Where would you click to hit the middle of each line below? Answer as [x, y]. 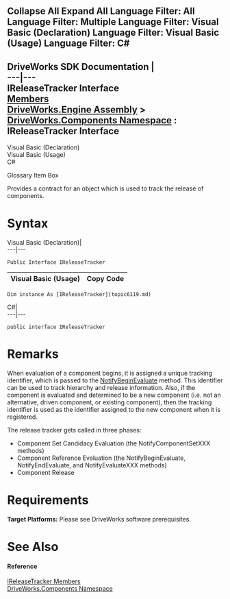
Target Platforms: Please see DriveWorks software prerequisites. [99, 519]
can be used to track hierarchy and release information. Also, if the [101, 388]
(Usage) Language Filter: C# [68, 44]
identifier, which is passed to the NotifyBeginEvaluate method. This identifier [115, 380]
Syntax [28, 224]
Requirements [48, 500]
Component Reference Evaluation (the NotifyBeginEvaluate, [101, 458]
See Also [33, 547]
